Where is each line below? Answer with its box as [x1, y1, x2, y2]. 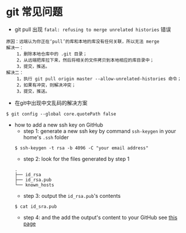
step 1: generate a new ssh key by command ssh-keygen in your [23, 127, 177, 135]
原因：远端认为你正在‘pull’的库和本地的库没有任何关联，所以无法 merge [6, 39, 160, 44]
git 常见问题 [6, 5, 63, 19]
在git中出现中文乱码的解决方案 [14, 99, 88, 106]
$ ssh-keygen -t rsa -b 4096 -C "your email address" [14, 145, 149, 151]
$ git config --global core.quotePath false [6, 111, 116, 117]
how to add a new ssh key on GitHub [14, 121, 104, 128]
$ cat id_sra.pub [14, 203, 57, 210]
